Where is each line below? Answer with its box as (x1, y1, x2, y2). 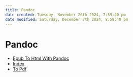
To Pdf (12, 66, 27, 72)
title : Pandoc (5, 7, 36, 13)
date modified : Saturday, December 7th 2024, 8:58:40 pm (5, 17, 128, 22)
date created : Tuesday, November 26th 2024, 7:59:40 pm (5, 12, 126, 17)
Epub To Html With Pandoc (12, 55, 70, 61)
